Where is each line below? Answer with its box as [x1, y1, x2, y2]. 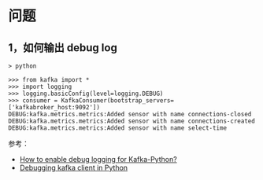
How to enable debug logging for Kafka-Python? [19, 155, 177, 163]
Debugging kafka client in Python [19, 163, 128, 172]
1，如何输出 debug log [8, 41, 118, 54]
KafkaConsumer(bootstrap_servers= [61, 97, 175, 105]
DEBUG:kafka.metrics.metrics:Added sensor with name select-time [8, 124, 227, 132]
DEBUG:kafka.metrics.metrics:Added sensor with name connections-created [8, 117, 256, 125]
